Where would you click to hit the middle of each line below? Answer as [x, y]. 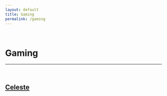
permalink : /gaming [25, 19]
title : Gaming [20, 14]
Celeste [17, 87]
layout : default [22, 10]
